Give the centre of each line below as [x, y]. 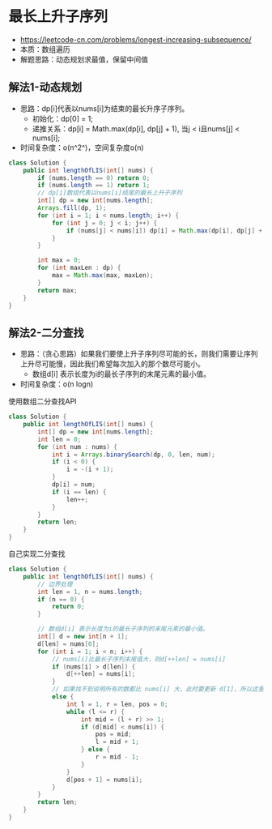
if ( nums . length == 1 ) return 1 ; [94, 186]
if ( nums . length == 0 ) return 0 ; [94, 178]
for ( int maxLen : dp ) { [79, 268]
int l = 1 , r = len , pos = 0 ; [117, 704]
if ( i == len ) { [79, 492]
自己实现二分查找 [37, 554]
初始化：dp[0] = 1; [62, 118]
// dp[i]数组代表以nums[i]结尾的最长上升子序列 [110, 193]
